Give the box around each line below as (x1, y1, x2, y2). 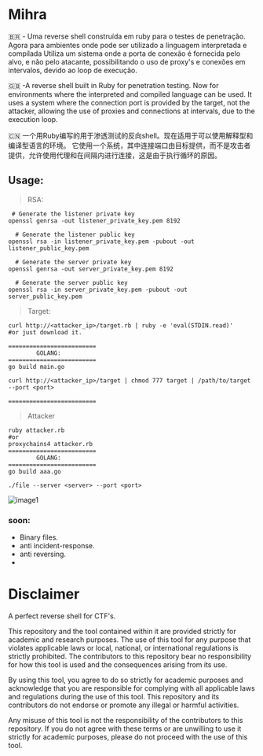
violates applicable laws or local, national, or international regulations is (8, 643, 239, 652)
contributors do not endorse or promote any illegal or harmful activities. (8, 700, 239, 710)
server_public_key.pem (8, 293, 82, 301)
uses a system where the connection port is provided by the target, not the (8, 98, 250, 107)
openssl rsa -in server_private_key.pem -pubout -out (8, 286, 188, 293)
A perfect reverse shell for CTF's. (8, 611, 116, 621)
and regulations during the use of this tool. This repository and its (8, 691, 220, 701)
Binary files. (19, 533, 59, 542)
